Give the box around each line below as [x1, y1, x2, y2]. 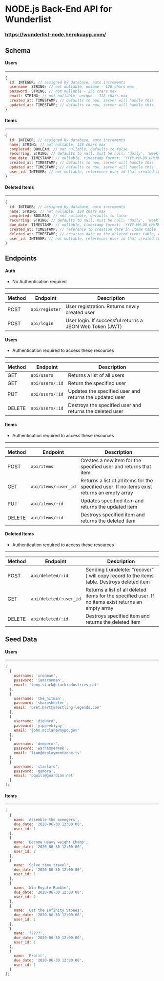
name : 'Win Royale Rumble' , [14, 885, 71, 890]
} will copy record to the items [85, 572, 154, 579]
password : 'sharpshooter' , [14, 700, 69, 706]
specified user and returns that [80, 463, 151, 470]
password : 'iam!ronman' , [14, 678, 64, 683]
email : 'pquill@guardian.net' [14, 773, 76, 778]
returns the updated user [68, 394, 125, 401]
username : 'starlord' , [14, 764, 60, 769]
